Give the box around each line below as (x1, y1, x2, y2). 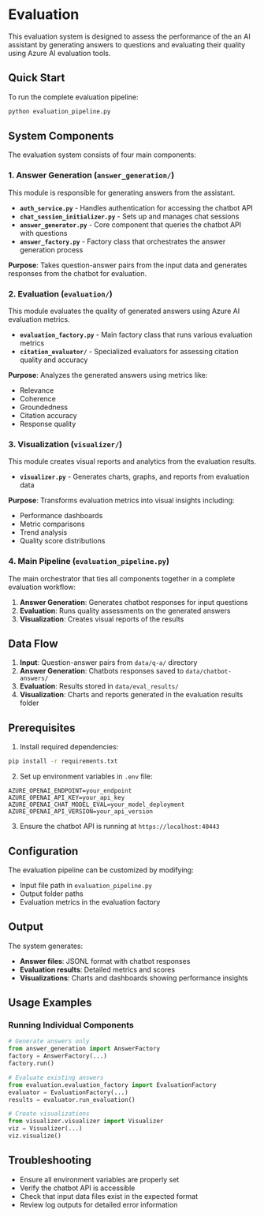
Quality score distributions (19, 536, 106, 546)
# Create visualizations (8, 1110, 90, 1118)
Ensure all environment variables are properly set (19, 1174, 180, 1184)
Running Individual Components (8, 1020, 134, 1031)
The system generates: (8, 941, 84, 950)
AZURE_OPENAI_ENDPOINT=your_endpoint (8, 787, 132, 795)
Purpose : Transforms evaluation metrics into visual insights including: (8, 495, 235, 506)
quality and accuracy (19, 355, 88, 364)
